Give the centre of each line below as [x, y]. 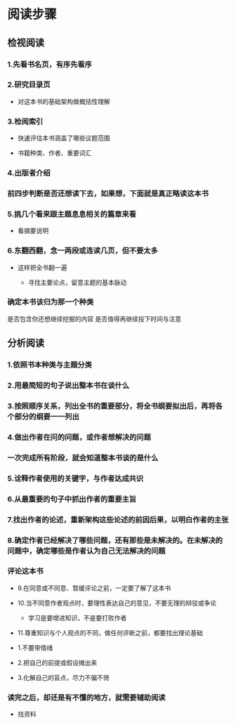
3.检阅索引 [25, 122]
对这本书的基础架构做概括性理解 [64, 101]
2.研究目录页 [29, 85]
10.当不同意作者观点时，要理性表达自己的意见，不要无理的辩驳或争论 [117, 603]
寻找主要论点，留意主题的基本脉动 [77, 282]
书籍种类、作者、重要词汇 [54, 153]
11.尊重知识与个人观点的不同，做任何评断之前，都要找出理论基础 [110, 632]
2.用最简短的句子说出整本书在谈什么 [68, 386]
